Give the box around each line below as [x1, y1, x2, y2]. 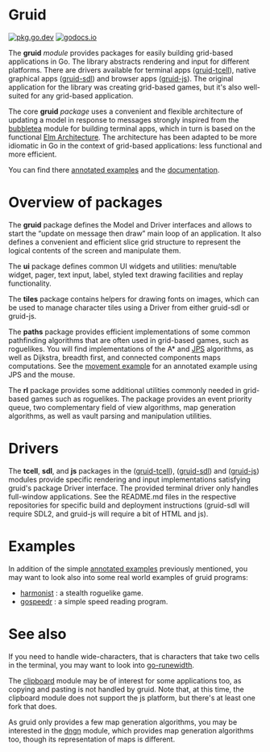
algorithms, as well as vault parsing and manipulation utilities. [8, 411, 212, 420]
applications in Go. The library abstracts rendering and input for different [8, 56, 250, 66]
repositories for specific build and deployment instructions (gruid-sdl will [8, 500, 250, 510]
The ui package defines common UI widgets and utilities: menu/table [8, 261, 237, 271]
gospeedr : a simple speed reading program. [19, 596, 168, 606]
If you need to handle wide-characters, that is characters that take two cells [8, 651, 260, 661]
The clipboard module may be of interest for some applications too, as [8, 675, 242, 685]
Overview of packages [8, 194, 163, 211]
